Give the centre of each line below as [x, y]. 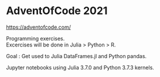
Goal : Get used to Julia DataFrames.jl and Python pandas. [76, 56]
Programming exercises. [35, 38]
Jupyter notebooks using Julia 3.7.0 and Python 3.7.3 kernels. [80, 67]
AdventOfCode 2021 [57, 11]
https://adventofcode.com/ [39, 27]
